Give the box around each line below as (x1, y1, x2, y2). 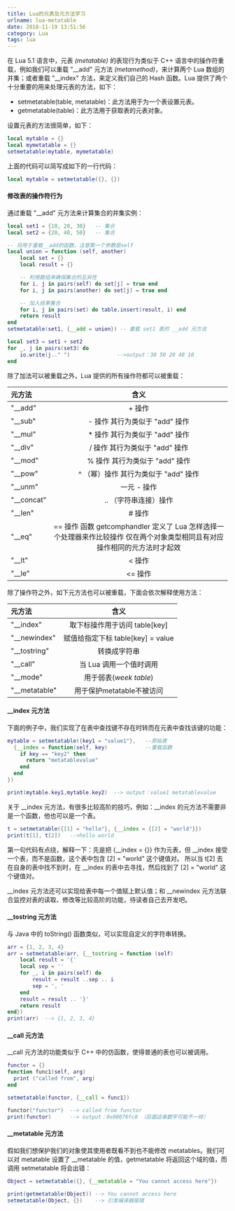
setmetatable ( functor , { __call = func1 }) (7, 1094, 130, 1101)
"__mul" (10, 429, 36, 438)
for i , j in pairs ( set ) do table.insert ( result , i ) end (20, 306, 187, 313)
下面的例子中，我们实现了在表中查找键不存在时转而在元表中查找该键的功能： (7, 723, 228, 732)
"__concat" (10, 494, 47, 504)
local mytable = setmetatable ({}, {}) (7, 176, 120, 183)
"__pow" (10, 469, 38, 478)
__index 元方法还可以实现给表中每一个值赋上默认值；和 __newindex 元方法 (7, 887, 220, 895)
